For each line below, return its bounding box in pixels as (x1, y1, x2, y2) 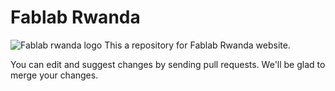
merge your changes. (10, 69, 99, 81)
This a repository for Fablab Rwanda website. (104, 39, 291, 51)
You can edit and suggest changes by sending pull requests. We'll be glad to (10, 58, 326, 70)
